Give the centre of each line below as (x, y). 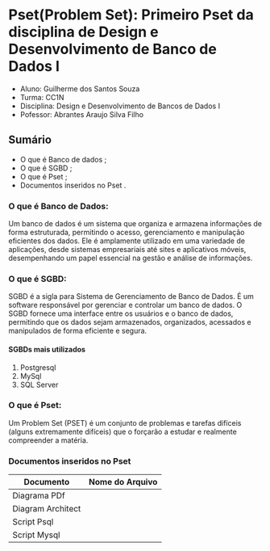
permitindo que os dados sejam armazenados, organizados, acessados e (130, 322)
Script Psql (33, 522)
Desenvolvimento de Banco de (113, 49)
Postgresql (38, 367)
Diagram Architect (47, 509)
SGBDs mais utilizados (47, 349)
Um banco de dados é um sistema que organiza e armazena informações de (135, 224)
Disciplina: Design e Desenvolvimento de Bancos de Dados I (120, 106)
